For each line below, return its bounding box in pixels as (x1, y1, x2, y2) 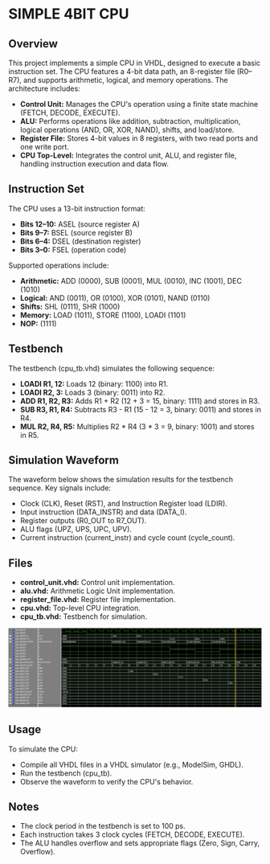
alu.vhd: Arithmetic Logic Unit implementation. (19, 586, 175, 596)
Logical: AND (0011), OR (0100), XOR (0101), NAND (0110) (19, 293, 211, 302)
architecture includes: (8, 84, 80, 93)
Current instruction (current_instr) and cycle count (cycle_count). (19, 533, 235, 543)
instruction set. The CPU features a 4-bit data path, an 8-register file (8, 67, 235, 76)
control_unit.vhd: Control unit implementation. (19, 578, 175, 588)
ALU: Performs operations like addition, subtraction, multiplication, (19, 117, 241, 125)
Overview (8, 37, 59, 51)
